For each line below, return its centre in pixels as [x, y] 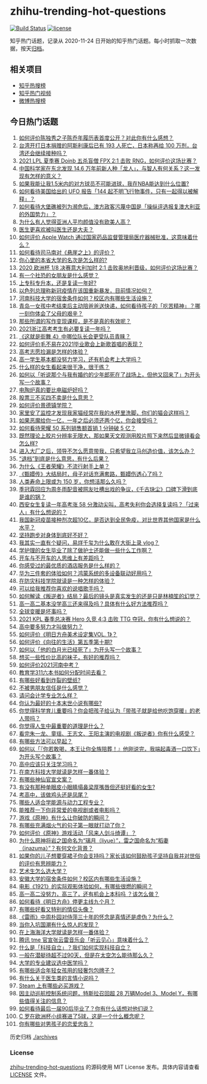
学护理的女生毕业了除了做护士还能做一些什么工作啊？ [86, 550]
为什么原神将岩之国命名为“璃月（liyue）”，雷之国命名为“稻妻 [94, 840]
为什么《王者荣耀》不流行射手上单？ [64, 466]
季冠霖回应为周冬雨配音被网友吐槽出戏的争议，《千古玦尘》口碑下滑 [103, 489]
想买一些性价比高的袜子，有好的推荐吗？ [69, 657]
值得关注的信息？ [46, 1001]
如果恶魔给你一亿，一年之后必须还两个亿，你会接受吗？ [88, 420]
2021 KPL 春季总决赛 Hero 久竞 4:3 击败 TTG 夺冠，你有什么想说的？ [105, 619]
